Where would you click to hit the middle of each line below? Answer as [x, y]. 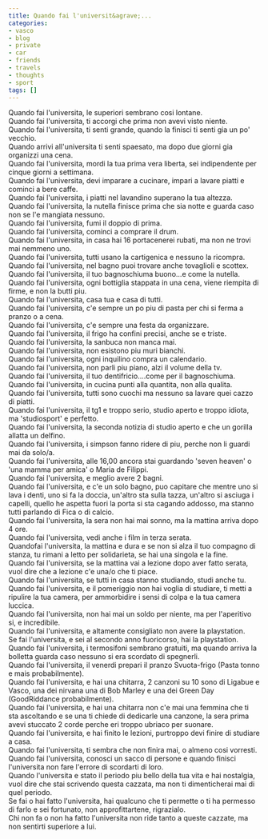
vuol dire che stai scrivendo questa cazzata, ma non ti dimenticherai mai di [132, 784]
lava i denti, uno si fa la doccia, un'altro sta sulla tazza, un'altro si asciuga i [131, 495]
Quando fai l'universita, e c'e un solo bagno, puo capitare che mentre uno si [133, 487]
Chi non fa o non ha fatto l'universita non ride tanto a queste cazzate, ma [128, 818]
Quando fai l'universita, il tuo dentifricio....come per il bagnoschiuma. [122, 376]
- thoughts [26, 75]
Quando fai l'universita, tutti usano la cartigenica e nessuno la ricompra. [127, 258]
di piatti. [22, 402]
